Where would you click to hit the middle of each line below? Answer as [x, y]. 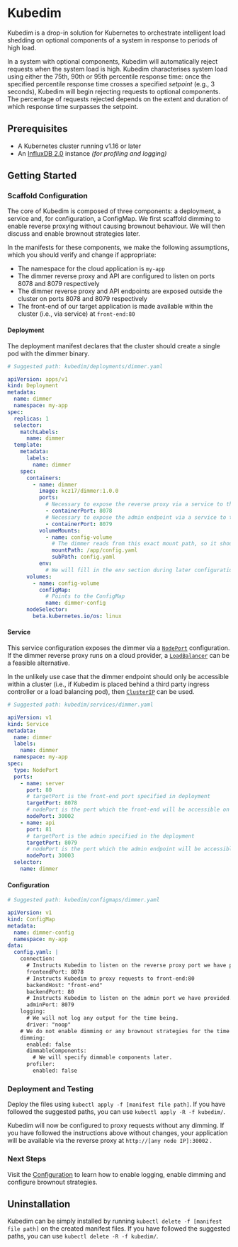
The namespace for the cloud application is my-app [91, 269]
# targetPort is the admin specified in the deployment [110, 836]
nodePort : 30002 [50, 816]
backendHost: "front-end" [64, 985]
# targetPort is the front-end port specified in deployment [118, 797]
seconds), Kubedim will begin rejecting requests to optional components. [114, 91]
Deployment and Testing [50, 1088]
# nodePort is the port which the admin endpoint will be [113, 849]
